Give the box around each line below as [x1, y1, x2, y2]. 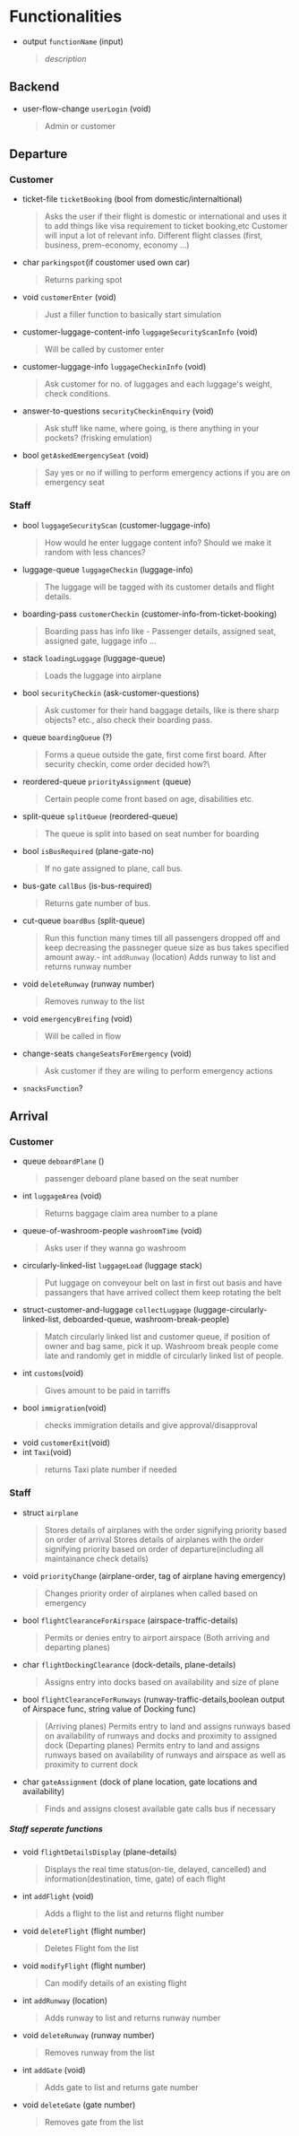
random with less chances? [44, 546, 146, 557]
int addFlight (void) [21, 1890, 94, 1901]
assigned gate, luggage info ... [44, 635, 157, 646]
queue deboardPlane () [21, 1155, 105, 1167]
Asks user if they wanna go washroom [44, 1242, 186, 1253]
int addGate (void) [21, 2064, 87, 2075]
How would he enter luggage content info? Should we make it [44, 536, 272, 548]
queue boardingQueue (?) [21, 731, 113, 742]
